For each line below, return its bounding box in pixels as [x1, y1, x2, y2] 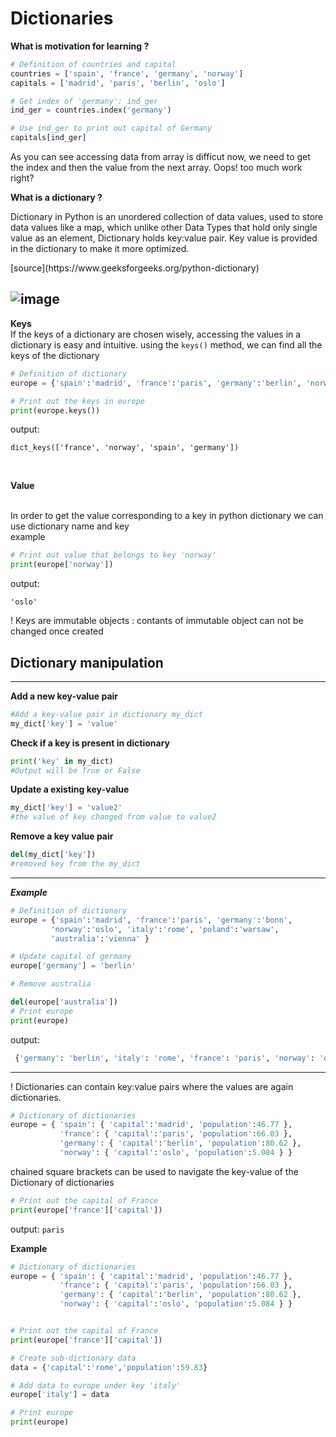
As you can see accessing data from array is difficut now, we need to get [10, 151, 311, 163]
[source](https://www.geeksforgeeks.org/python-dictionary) [10, 262, 260, 274]
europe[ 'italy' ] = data [10, 1390, 110, 1400]
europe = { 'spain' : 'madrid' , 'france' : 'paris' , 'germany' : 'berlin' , [10, 378, 302, 388]
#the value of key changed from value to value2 [10, 812, 217, 822]
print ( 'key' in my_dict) [10, 756, 114, 766]
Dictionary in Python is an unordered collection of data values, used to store [10, 211, 324, 223]
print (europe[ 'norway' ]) [10, 560, 114, 570]
